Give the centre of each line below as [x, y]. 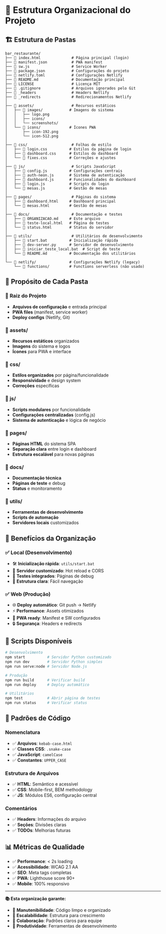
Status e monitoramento [37, 488]
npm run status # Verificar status [46, 703]
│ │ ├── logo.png [27, 114]
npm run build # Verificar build [45, 680]
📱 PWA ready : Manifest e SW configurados [56, 618]
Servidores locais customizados [45, 523]
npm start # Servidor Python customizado [58, 657]
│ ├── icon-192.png [32, 132]
